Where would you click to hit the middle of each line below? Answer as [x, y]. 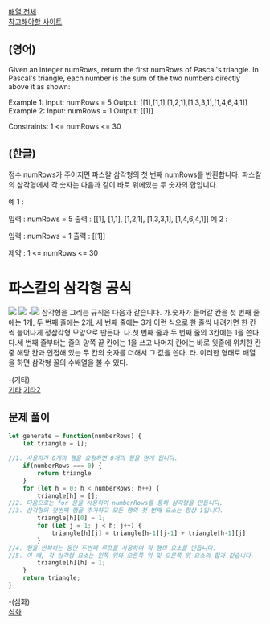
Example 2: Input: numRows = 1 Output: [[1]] [81, 110]
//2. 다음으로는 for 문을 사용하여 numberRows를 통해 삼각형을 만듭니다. [116, 503]
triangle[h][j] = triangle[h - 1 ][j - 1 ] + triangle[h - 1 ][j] [149, 533]
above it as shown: [39, 86]
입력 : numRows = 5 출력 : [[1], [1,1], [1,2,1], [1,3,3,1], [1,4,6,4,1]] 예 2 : [118, 219]
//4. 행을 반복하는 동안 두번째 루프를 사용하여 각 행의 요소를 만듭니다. [112, 548]
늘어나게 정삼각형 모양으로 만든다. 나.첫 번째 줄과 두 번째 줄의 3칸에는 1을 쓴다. [139, 332]
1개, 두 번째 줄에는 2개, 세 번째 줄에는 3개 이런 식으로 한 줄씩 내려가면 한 [135, 322]
